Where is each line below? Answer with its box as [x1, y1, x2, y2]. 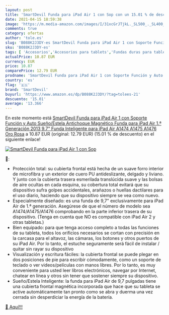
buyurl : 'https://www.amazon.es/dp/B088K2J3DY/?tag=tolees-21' [5, 92, 141, 97]
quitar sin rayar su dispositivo [12, 246, 74, 252]
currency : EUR [5, 59, 35, 64]
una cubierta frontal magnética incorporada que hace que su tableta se [12, 283, 160, 290]
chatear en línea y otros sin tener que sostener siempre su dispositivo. [12, 273, 158, 279]
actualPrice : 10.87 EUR [5, 54, 55, 59]
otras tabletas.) [12, 219, 44, 225]
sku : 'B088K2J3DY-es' [5, 45, 51, 50]
